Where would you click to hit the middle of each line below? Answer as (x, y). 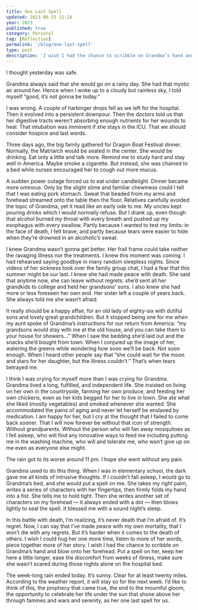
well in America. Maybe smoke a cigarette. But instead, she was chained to (97, 163)
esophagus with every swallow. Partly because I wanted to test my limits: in (98, 225)
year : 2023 (19, 22)
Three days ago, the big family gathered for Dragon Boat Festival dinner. (94, 144)
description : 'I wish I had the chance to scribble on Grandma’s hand (95, 56)
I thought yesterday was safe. (42, 72)
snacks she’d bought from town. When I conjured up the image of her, (91, 342)
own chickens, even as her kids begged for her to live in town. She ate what (98, 397)
